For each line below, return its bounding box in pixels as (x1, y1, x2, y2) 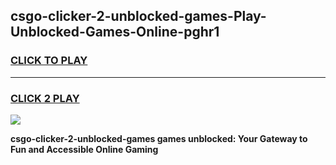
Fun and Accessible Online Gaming (10, 143, 159, 155)
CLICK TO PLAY (10, 54, 88, 68)
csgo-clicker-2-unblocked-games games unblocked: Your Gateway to (10, 132, 308, 144)
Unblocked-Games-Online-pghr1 (10, 24, 220, 41)
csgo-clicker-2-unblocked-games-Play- (10, 8, 267, 25)
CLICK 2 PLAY (10, 91, 80, 105)
